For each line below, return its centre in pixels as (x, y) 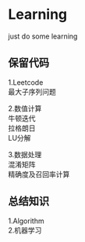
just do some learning (43, 36)
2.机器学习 (25, 230)
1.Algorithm (26, 221)
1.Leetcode (26, 82)
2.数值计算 (25, 108)
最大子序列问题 (32, 91)
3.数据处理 (25, 154)
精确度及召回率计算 (39, 174)
